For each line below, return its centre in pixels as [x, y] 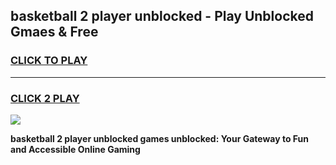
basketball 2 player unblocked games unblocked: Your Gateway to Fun [160, 138]
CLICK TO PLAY [49, 61]
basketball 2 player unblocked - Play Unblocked [162, 16]
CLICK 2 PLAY [45, 98]
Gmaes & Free [54, 32]
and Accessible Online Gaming [75, 149]
